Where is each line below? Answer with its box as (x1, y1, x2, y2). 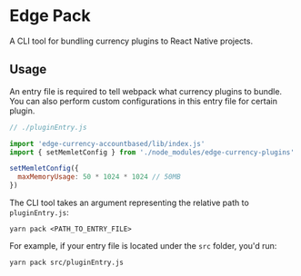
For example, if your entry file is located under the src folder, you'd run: (9, 241, 277, 251)
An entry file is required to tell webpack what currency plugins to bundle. (9, 85, 283, 96)
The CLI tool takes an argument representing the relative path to (9, 197, 250, 208)
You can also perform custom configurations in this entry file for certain (9, 95, 277, 106)
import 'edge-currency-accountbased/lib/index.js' (9, 139, 206, 148)
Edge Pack (9, 5, 91, 26)
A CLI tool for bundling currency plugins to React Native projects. (9, 35, 253, 46)
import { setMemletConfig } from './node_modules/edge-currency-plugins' (9, 147, 296, 157)
